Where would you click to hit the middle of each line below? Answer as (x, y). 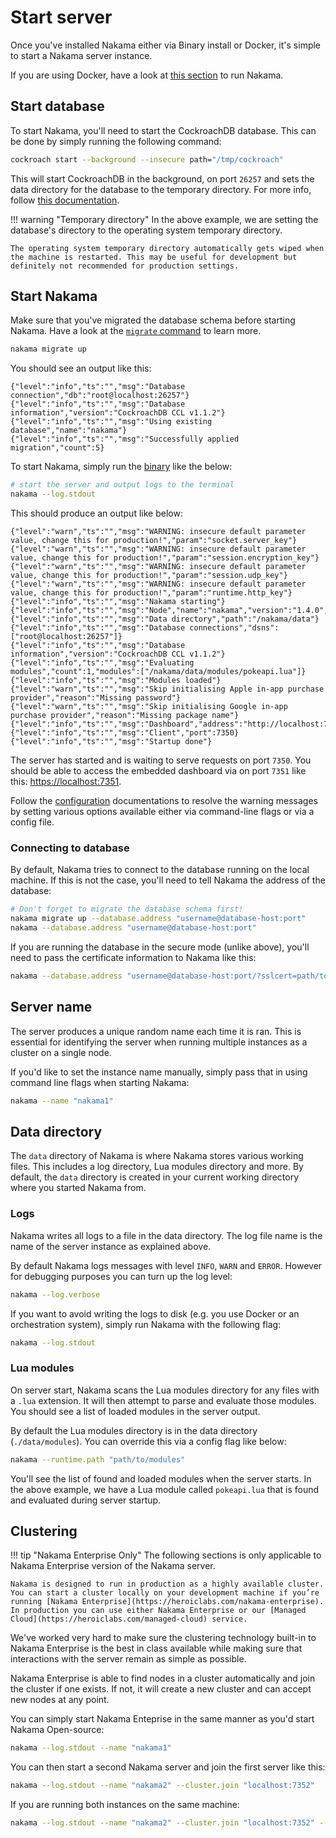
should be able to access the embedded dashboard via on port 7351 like (158, 771)
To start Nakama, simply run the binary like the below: (121, 467)
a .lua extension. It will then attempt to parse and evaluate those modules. (163, 1400)
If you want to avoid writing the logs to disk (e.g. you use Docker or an (155, 1313)
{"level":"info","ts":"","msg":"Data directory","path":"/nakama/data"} (165, 619)
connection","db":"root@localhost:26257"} (100, 396)
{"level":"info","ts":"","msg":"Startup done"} (111, 742)
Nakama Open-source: (57, 1730)
